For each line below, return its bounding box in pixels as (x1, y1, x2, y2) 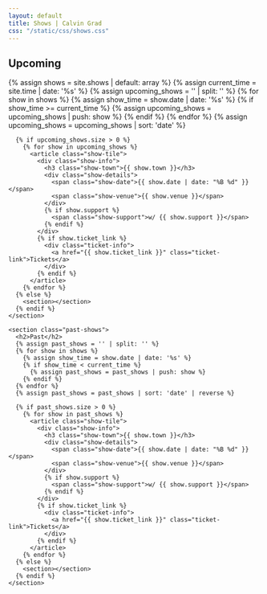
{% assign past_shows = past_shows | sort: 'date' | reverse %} (15, 389, 235, 398)
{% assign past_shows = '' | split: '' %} (15, 340, 160, 348)
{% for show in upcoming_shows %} (22, 143, 138, 151)
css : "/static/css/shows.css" (8, 27, 110, 35)
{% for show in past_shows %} (22, 411, 124, 419)
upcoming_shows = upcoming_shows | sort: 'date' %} (8, 121, 186, 130)
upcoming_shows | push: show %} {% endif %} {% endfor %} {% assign (8, 112, 248, 121)
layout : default (8, 11, 63, 20)
